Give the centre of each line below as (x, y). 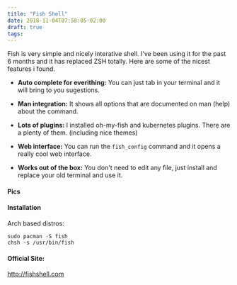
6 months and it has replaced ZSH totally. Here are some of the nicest (109, 62)
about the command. (48, 111)
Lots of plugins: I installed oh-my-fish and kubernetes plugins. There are (124, 125)
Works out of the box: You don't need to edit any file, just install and (117, 168)
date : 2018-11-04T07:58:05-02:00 (57, 21)
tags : (15, 34)
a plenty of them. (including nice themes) (77, 133)
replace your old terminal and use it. (70, 175)
